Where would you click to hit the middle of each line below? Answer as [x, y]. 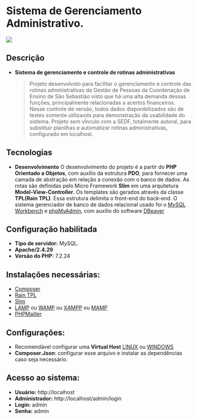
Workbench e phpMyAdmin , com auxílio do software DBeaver [89, 210]
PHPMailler [28, 314]
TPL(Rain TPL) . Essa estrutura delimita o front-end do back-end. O [96, 198]
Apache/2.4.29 [34, 250]
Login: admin [31, 405]
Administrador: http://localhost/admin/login [68, 398]
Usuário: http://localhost [45, 392]
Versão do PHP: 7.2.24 [42, 256]
